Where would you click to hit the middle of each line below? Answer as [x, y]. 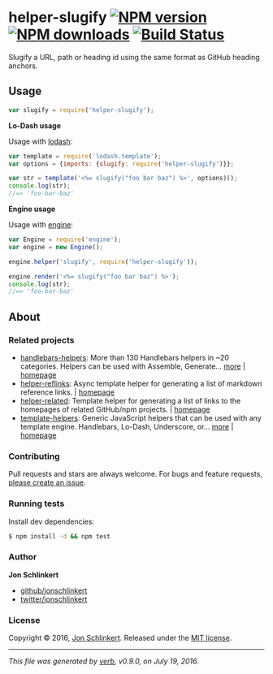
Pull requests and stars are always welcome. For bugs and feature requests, [135, 474]
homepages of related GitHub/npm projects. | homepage [115, 409]
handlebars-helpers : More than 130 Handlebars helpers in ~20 [125, 357]
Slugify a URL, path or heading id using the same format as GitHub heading [134, 57]
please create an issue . [48, 482]
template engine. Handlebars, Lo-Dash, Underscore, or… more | [127, 426]
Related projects [41, 339]
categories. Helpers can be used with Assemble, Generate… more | [133, 366]
